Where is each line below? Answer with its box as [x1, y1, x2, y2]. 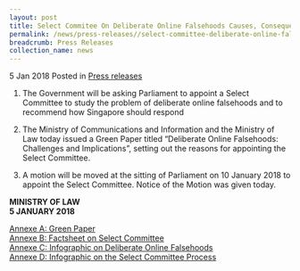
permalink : [9, 29, 50, 38]
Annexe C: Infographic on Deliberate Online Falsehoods [9, 242, 213, 253]
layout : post [9, 12, 58, 22]
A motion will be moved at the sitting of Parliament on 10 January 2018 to [21, 170, 291, 181]
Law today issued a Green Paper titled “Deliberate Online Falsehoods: [21, 134, 279, 144]
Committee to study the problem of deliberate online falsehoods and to [21, 97, 283, 108]
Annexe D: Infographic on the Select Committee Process [9, 251, 217, 263]
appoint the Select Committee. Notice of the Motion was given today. [21, 179, 277, 190]
